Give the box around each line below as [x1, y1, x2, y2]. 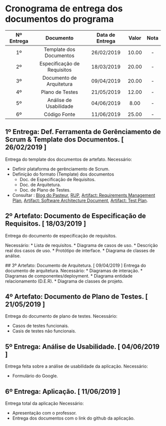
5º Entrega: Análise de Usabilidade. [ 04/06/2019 [5, 342, 160, 351]
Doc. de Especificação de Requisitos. [19, 176, 96, 182]
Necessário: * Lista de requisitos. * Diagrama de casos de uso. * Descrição [5, 242, 158, 248]
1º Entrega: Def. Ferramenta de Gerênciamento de [5, 128, 161, 136]
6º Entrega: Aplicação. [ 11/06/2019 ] [5, 387, 121, 396]
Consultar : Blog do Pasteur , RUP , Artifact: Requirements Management [12, 192, 156, 198]
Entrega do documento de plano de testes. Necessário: [5, 313, 118, 319]
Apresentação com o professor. [12, 410, 77, 416]
